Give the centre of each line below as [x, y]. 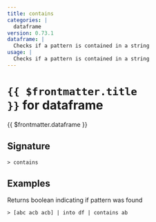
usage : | [20, 53]
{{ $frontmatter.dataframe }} [47, 124]
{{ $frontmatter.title [72, 91]
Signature [29, 146]
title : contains [30, 14]
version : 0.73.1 [30, 33]
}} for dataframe [55, 105]
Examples [29, 183]
